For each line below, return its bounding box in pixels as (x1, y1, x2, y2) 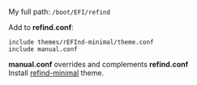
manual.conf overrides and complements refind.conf (8, 60, 189, 69)
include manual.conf (8, 45, 79, 53)
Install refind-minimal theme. (8, 68, 104, 78)
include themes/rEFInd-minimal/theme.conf (8, 38, 154, 46)
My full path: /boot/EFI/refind (8, 7, 111, 16)
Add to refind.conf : (8, 23, 75, 32)
